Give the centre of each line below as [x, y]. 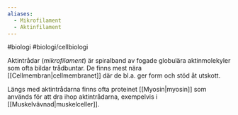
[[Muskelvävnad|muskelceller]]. [53, 104]
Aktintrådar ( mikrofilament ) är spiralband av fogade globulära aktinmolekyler [119, 61]
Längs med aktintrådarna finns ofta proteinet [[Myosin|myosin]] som [107, 90]
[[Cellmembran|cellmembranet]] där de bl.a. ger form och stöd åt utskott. [114, 75]
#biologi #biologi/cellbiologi [48, 47]
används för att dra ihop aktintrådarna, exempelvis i [83, 97]
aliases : [20, 14]
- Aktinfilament [38, 27]
